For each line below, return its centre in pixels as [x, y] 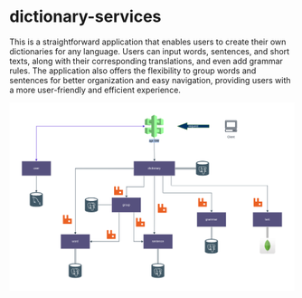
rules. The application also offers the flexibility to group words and [133, 71]
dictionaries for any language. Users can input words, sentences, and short [150, 51]
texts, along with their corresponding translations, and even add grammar [146, 61]
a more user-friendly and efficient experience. [95, 90]
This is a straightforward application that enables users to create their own [148, 42]
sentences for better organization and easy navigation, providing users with [150, 80]
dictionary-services [85, 17]
